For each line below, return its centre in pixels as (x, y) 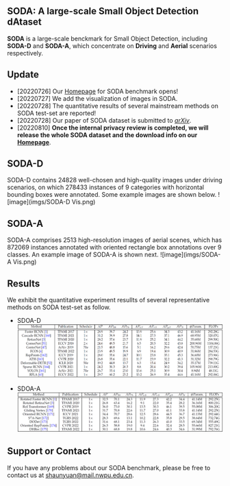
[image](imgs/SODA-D (39, 202)
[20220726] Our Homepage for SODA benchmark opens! (98, 91)
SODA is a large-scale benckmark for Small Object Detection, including (107, 38)
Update (23, 75)
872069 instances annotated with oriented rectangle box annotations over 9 (114, 247)
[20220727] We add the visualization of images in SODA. (97, 98)
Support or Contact (49, 451)
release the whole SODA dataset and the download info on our (107, 135)
